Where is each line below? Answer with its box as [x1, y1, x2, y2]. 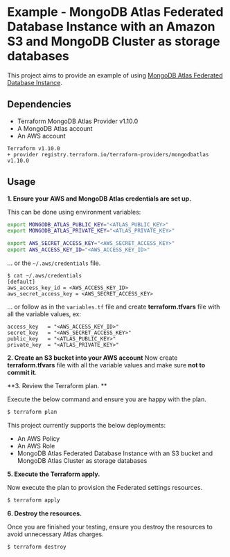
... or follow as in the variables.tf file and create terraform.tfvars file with [7, 302, 220, 311]
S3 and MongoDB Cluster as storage [7, 34, 220, 49]
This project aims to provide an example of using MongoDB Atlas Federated [7, 71, 223, 80]
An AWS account [17, 131, 66, 140]
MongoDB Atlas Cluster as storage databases [17, 456, 148, 464]
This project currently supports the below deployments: [7, 421, 166, 429]
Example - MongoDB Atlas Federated [7, 4, 224, 20]
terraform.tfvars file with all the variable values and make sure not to [7, 361, 206, 369]
